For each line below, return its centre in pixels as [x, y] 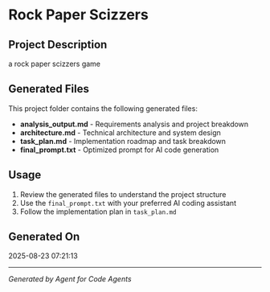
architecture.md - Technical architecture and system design [120, 132]
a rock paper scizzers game [55, 64]
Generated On [44, 237]
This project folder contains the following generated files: [103, 108]
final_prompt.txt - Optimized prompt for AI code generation [119, 150]
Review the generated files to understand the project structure [123, 194]
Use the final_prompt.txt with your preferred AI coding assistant [128, 203]
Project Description [58, 45]
